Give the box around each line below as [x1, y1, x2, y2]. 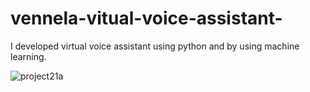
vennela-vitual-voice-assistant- [10, 7, 283, 30]
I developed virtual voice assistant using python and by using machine [10, 40, 300, 52]
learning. [10, 50, 47, 62]
